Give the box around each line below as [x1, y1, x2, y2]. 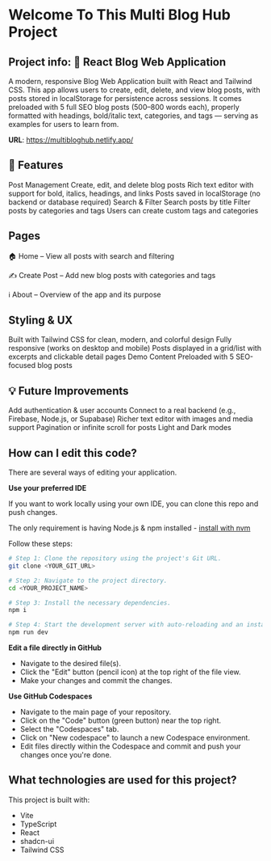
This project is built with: [8, 795, 90, 804]
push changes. [8, 508, 58, 517]
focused [8, 361, 36, 370]
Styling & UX [8, 314, 73, 327]
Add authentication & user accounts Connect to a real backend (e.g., [8, 406, 236, 416]
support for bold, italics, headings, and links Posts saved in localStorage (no [8, 188, 261, 198]
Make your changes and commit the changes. [19, 676, 173, 686]
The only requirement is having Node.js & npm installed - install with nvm [8, 523, 251, 533]
